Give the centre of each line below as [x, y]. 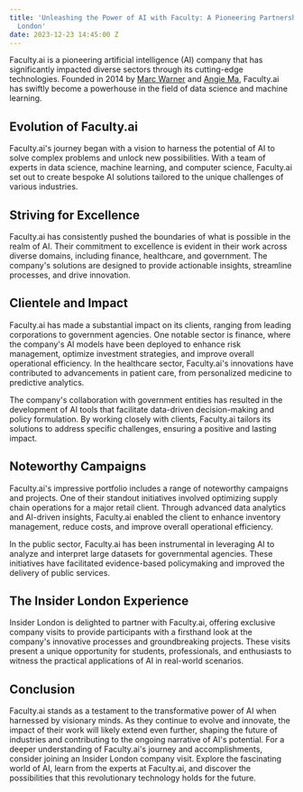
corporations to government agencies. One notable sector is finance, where [150, 334]
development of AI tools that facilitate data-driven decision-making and [142, 409]
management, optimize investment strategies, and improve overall [132, 353]
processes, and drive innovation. [70, 275]
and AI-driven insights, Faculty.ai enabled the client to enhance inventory [145, 517]
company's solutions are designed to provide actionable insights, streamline [151, 265]
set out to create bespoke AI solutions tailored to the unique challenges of [147, 178]
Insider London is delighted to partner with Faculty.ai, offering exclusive [142, 623]
